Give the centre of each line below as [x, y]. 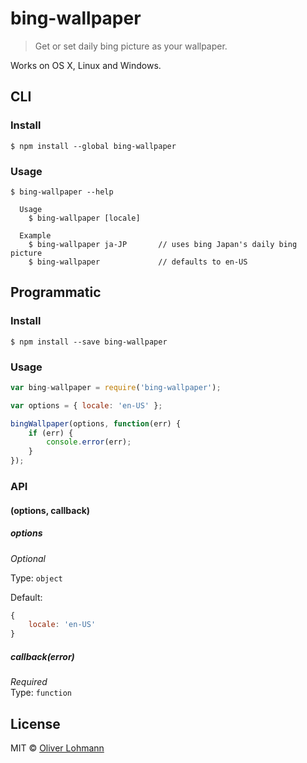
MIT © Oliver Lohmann [57, 748]
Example [35, 235]
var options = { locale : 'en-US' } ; [86, 405]
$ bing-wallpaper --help [62, 192]
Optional [28, 558]
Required [29, 682]
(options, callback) [50, 510]
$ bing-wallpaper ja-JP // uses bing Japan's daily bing [163, 244]
